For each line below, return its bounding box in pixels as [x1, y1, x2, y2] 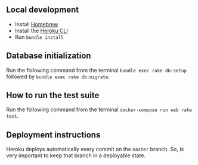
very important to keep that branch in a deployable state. [6, 152, 146, 159]
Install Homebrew [14, 20, 58, 27]
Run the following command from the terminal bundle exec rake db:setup [6, 66, 187, 74]
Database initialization [6, 51, 91, 61]
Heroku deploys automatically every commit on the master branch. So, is [6, 146, 184, 153]
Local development [6, 5, 79, 15]
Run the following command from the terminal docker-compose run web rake [6, 106, 193, 113]
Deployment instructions [6, 130, 101, 140]
